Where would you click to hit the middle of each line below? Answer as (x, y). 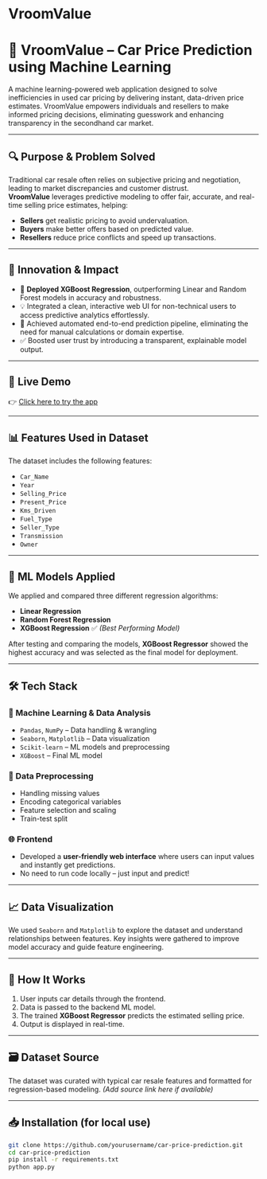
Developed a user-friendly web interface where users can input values (137, 857)
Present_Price (43, 502)
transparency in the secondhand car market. (81, 123)
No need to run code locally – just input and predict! (104, 873)
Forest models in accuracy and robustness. (90, 297)
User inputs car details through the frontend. (93, 999)
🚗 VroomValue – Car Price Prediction (130, 51)
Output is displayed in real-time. (72, 1025)
